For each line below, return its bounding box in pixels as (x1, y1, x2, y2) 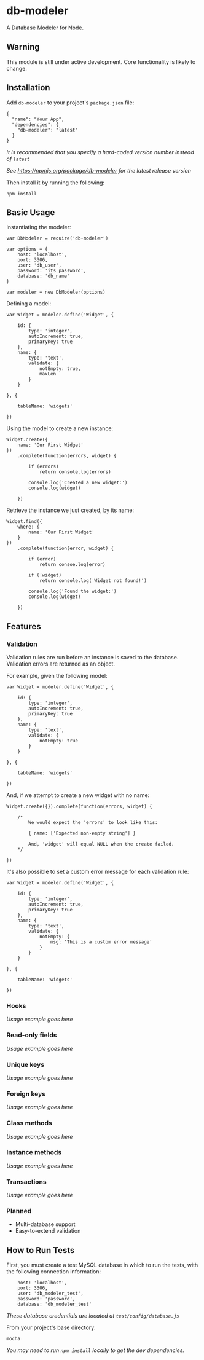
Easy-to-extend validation (15, 1227, 81, 1235)
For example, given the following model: (6, 672, 108, 680)
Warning (6, 42, 40, 52)
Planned (6, 1207, 32, 1216)
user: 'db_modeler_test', (17, 1291, 84, 1297)
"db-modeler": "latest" (17, 127, 79, 133)
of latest (6, 155, 30, 162)
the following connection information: (6, 1268, 101, 1275)
